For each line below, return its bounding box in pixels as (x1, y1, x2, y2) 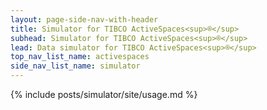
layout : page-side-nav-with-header (10, 14, 159, 25)
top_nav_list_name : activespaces (10, 52, 150, 62)
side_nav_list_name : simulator (10, 61, 141, 71)
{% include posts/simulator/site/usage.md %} (10, 89, 198, 100)
